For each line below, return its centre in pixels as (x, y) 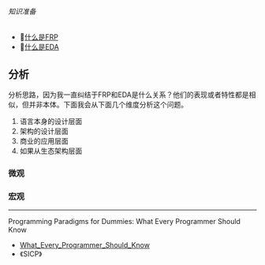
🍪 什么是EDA (39, 47)
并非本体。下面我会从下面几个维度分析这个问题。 (108, 105)
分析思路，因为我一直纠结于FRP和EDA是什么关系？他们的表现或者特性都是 (129, 95)
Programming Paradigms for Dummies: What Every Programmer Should (124, 222)
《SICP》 (31, 254)
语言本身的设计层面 (51, 121)
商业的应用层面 (44, 141)
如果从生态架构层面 (51, 151)
